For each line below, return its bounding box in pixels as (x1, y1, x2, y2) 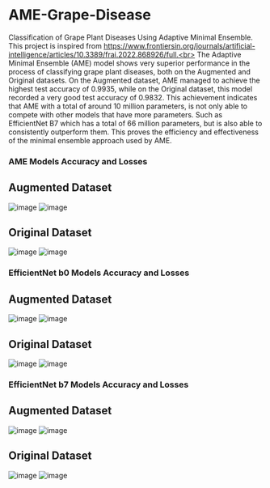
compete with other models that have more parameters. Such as (8, 109, 223, 119)
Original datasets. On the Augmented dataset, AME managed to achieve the (8, 75, 260, 85)
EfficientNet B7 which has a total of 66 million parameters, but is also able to (8, 118, 263, 128)
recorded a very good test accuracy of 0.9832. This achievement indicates (8, 92, 258, 102)
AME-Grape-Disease (8, 6, 151, 24)
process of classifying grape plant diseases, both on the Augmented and (8, 66, 251, 76)
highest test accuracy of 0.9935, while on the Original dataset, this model (8, 83, 253, 94)
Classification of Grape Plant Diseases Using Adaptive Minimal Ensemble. (8, 32, 253, 42)
